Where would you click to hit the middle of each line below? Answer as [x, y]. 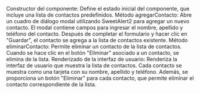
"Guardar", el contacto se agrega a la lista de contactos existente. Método [97, 40]
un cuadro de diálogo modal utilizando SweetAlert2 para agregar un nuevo [98, 21]
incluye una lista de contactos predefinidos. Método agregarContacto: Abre [99, 15]
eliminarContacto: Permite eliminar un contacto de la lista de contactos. [94, 46]
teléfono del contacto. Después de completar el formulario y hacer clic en [97, 34]
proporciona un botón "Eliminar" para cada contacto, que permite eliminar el [100, 78]
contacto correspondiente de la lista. [51, 84]
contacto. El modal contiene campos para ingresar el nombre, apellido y [95, 27]
